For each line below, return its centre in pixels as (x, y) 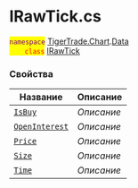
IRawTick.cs (56, 17)
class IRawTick (52, 50)
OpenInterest (41, 127)
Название (41, 98)
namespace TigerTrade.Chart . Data (69, 41)
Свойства (31, 73)
